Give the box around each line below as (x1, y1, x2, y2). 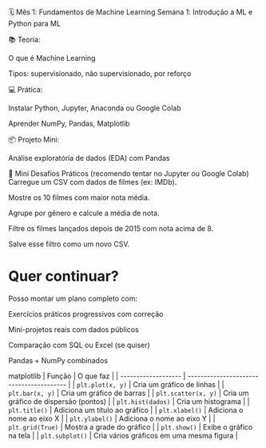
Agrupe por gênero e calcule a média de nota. (8, 208, 160, 218)
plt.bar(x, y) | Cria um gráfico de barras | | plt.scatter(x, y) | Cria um (8, 388, 249, 398)
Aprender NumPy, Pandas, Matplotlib (8, 119, 130, 128)
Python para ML (8, 19, 62, 28)
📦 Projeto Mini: (8, 135, 60, 144)
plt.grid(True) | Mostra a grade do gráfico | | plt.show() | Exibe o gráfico (8, 422, 253, 431)
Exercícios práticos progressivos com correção (8, 309, 164, 318)
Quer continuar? (8, 267, 120, 286)
